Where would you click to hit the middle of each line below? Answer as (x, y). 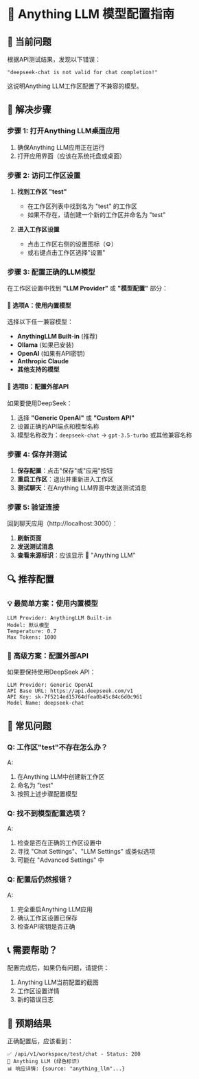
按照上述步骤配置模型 (47, 793)
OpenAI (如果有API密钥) (51, 354)
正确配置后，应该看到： (40, 1041)
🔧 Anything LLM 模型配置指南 (91, 14)
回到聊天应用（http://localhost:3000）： (63, 523)
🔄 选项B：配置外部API (38, 387)
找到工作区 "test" (42, 191)
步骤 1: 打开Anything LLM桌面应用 (63, 131)
